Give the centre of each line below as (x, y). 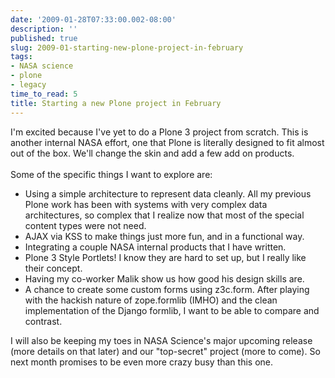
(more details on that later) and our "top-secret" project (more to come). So (165, 351)
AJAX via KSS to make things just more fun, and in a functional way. (164, 236)
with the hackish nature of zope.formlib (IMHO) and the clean (151, 300)
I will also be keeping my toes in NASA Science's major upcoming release (161, 340)
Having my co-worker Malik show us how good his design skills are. (164, 278)
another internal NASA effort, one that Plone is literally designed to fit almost (167, 142)
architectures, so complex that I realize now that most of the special (164, 215)
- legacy (28, 85)
